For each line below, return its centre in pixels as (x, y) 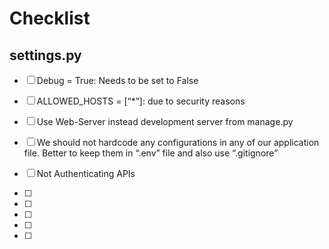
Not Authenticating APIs (86, 173)
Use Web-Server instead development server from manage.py (165, 121)
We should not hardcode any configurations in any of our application (178, 142)
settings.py (45, 55)
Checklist (50, 18)
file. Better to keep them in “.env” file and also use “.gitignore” (151, 153)
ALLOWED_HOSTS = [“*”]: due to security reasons (141, 101)
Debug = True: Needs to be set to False (117, 80)
